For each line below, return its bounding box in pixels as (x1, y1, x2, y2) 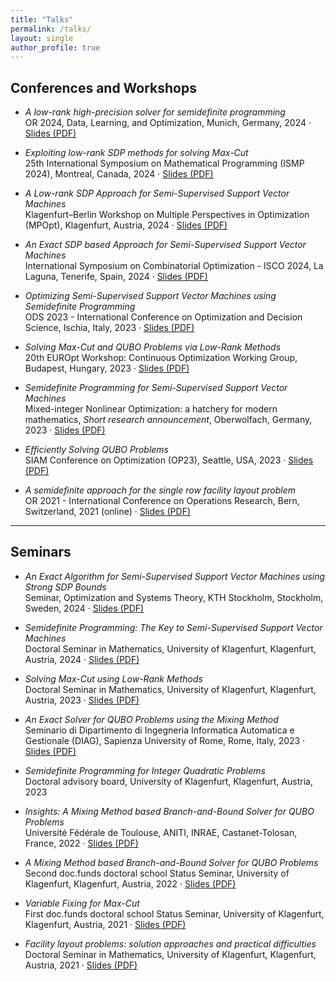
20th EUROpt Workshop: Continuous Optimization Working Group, (24, 352, 298, 364)
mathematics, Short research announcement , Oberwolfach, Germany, (24, 414, 313, 426)
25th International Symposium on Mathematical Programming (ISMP (24, 157, 305, 170)
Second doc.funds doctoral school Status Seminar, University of (24, 867, 290, 879)
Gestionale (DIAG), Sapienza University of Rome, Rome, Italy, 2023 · (24, 734, 306, 746)
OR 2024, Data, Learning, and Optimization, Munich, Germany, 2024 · (24, 117, 312, 129)
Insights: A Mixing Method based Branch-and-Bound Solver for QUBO (24, 805, 315, 817)
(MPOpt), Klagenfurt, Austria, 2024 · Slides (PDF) (24, 219, 228, 231)
